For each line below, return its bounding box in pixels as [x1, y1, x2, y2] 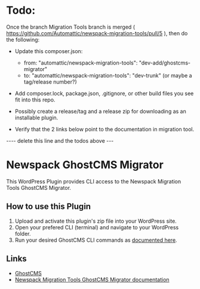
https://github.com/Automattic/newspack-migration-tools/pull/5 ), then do [6, 29, 188, 36]
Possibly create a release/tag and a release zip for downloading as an [14, 107, 186, 115]
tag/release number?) [23, 78, 78, 85]
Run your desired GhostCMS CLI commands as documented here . [14, 236, 177, 244]
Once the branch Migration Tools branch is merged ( [6, 23, 136, 30]
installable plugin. [14, 114, 59, 121]
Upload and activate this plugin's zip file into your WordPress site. [14, 217, 177, 225]
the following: [6, 36, 40, 43]
